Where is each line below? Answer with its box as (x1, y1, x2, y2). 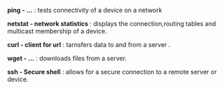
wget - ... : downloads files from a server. (7, 54, 127, 62)
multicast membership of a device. (7, 27, 107, 35)
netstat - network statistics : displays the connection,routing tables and (7, 20, 216, 27)
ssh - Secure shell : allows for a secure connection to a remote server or (7, 68, 217, 76)
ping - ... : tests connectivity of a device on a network (7, 6, 162, 14)
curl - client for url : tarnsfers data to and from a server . (7, 41, 171, 48)
